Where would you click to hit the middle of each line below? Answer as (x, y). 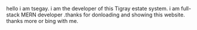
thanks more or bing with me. (43, 21)
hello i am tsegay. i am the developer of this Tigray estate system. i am (93, 9)
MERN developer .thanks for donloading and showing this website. (103, 15)
